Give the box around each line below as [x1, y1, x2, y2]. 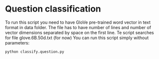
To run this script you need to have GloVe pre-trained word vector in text [5, 19, 151, 25]
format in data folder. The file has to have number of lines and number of [5, 24, 151, 30]
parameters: [5, 40, 30, 45]
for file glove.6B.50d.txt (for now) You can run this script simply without [5, 35, 149, 41]
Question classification [5, 3, 101, 15]
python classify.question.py [5, 49, 64, 54]
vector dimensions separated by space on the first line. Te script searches [5, 29, 154, 35]
